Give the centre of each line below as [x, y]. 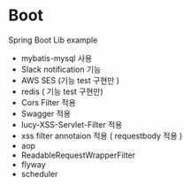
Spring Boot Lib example [53, 40]
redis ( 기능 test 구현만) [62, 91]
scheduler [39, 174]
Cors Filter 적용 [48, 102]
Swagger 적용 [46, 113]
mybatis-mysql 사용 [57, 58]
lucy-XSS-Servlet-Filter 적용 [72, 124]
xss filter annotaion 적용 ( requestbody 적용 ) [102, 136]
